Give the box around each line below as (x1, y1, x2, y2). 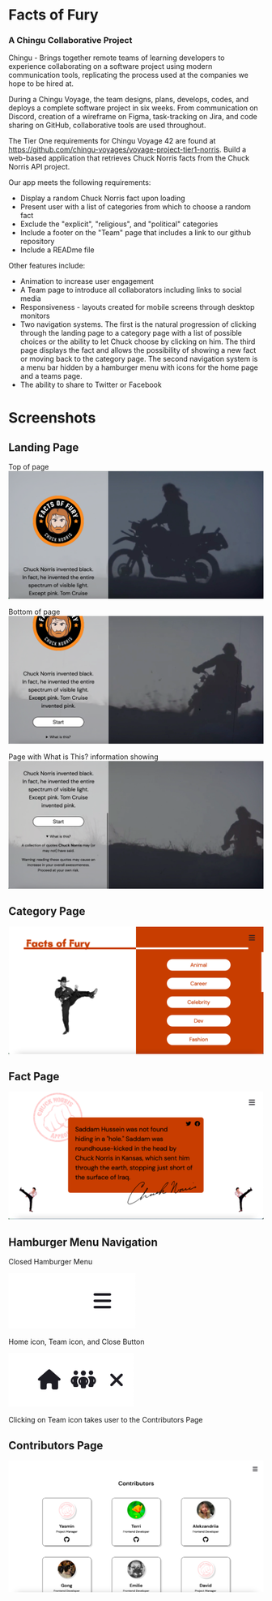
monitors (19, 311, 50, 321)
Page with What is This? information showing (8, 752, 159, 762)
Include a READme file (19, 245, 95, 255)
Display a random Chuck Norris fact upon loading (19, 193, 185, 204)
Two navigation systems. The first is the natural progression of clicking (19, 320, 257, 329)
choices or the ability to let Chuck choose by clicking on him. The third (19, 337, 256, 346)
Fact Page (8, 1069, 60, 1084)
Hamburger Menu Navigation (8, 1235, 158, 1249)
